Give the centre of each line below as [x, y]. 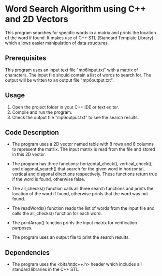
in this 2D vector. [29, 154]
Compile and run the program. [42, 112]
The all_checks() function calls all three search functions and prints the [83, 189]
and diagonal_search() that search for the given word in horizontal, [78, 169]
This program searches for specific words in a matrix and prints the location [81, 32]
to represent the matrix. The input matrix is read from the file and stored [84, 149]
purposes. [22, 228]
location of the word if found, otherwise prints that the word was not [80, 194]
